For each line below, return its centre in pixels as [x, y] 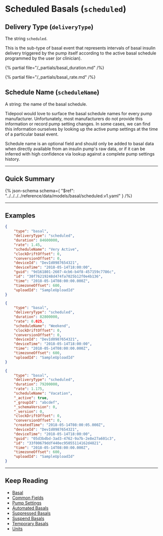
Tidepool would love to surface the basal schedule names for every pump [79, 113]
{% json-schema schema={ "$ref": [40, 190]
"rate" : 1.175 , [29, 389]
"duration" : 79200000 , [37, 384]
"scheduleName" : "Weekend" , [42, 326]
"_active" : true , [31, 398]
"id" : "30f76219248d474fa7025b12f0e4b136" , [58, 277]
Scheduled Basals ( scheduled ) [66, 9]
